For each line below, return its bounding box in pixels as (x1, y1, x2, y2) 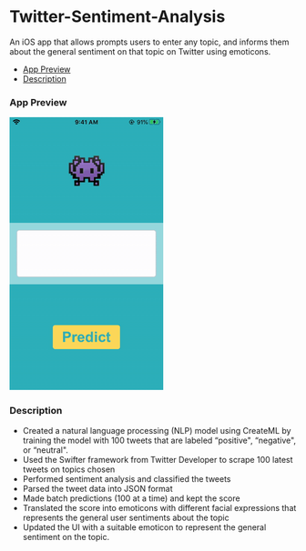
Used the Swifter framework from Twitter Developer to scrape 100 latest (22, 454, 293, 465)
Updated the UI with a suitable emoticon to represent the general (22, 521, 267, 533)
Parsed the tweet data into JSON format (22, 483, 173, 494)
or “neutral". (22, 444, 68, 456)
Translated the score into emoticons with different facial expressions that (22, 502, 297, 513)
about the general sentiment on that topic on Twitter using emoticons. (9, 45, 271, 56)
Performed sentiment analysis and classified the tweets (22, 473, 231, 484)
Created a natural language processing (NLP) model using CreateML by (22, 425, 291, 436)
